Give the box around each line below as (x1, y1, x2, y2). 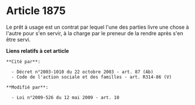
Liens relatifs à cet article (6, 47, 69, 54)
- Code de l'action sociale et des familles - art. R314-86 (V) (11, 74, 172, 80)
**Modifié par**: (6, 84, 49, 90)
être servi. (6, 36, 31, 43)
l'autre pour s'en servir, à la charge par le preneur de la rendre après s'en (6, 29, 183, 36)
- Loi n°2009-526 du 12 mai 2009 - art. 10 (11, 94, 119, 100)
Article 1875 (6, 4, 66, 18)
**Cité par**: (6, 59, 41, 65)
